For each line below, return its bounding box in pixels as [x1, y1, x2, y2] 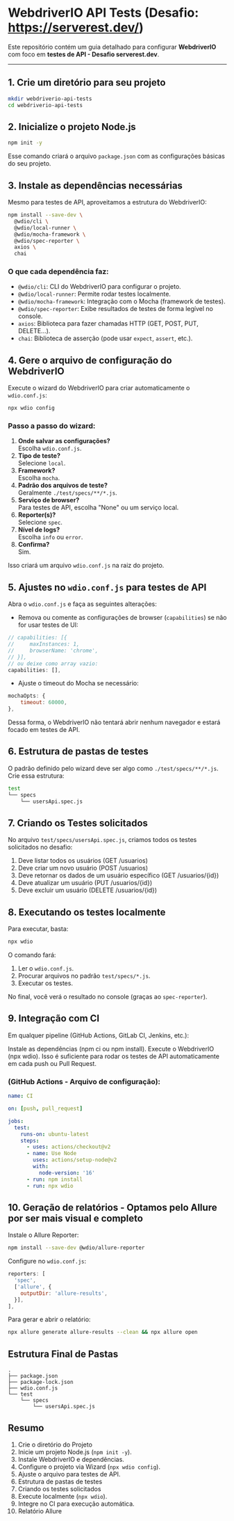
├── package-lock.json [8, 1379, 74, 1386]
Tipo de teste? [17, 452, 61, 460]
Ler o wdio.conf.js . [17, 964, 74, 973]
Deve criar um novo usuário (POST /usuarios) [17, 864, 149, 873]
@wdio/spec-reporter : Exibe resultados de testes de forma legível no [17, 305, 214, 313]
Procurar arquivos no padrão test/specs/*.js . [17, 972, 151, 980]
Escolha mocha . [17, 474, 60, 482]
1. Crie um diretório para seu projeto [8, 77, 166, 88]
